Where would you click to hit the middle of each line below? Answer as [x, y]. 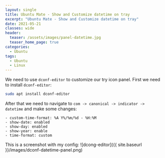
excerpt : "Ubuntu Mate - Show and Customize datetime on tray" [72, 19]
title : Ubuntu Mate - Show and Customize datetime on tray [68, 14]
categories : [17, 47]
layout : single [21, 10]
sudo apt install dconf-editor [38, 94]
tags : [11, 56]
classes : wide [20, 28]
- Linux [18, 65]
